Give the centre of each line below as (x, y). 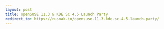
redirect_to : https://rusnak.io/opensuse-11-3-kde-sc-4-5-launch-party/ (82, 19)
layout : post (19, 10)
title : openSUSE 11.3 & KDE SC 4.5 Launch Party (57, 14)
